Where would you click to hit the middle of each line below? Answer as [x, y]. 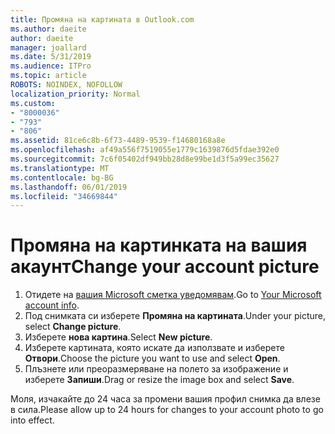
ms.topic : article [48, 76]
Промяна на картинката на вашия [159, 245]
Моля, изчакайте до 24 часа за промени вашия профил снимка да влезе [165, 399]
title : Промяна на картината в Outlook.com [102, 19]
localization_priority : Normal [75, 94]
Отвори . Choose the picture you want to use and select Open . [152, 358]
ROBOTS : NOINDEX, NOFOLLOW [66, 85]
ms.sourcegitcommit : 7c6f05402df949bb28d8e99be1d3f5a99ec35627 [145, 159]
